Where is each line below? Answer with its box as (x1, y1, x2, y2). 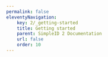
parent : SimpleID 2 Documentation (17, 31, 102, 37)
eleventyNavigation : (6, 14, 58, 20)
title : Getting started (17, 25, 76, 31)
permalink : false (6, 8, 49, 15)
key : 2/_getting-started (17, 20, 78, 26)
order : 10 (17, 42, 42, 48)
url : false (17, 36, 44, 42)
